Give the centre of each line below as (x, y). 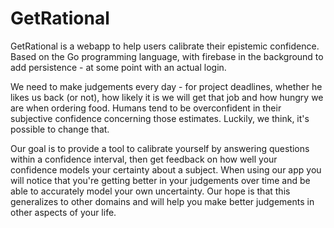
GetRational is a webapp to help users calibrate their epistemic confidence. (165, 46)
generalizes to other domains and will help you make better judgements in (162, 201)
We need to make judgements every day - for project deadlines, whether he (166, 86)
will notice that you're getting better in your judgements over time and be (160, 180)
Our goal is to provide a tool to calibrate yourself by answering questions (160, 148)
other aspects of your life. (63, 212)
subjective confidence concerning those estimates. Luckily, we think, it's (160, 118)
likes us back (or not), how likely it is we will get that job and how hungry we (167, 97)
